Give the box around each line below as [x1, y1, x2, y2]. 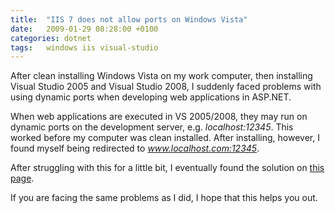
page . [10, 172, 35, 185]
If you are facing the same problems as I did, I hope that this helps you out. [10, 192, 318, 204]
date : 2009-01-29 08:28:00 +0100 [10, 24, 159, 34]
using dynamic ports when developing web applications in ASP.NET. [10, 91, 292, 103]
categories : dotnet [10, 33, 92, 43]
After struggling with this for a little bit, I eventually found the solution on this [10, 162, 325, 174]
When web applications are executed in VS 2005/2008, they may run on [10, 111, 308, 123]
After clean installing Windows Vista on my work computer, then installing [10, 70, 313, 82]
